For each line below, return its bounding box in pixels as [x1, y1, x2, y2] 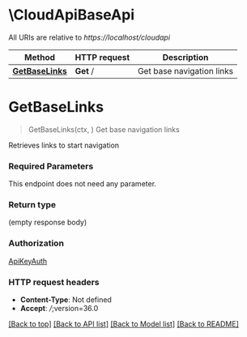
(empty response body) [8, 217, 87, 228]
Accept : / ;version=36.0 [19, 304, 99, 314]
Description [162, 51, 209, 62]
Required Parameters [8, 160, 94, 172]
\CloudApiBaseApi [8, 6, 135, 24]
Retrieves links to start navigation [8, 140, 120, 150]
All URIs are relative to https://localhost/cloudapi [8, 32, 171, 42]
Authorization [8, 237, 65, 249]
